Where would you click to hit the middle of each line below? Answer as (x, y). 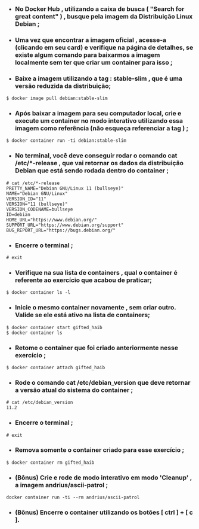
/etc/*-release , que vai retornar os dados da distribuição (99, 163)
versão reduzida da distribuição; (63, 86)
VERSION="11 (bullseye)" (37, 204)
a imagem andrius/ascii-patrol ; (61, 485)
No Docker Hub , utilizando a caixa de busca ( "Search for (99, 9)
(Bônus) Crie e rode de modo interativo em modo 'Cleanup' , (103, 478)
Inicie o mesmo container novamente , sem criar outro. (95, 308)
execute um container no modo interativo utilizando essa (99, 121)
